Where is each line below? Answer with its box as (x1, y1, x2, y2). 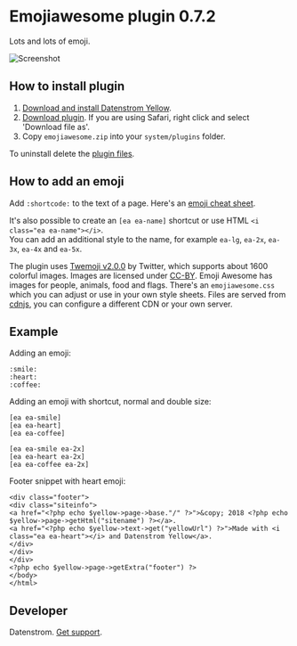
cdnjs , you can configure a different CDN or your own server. (9, 298, 233, 309)
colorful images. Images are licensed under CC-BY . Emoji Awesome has (9, 270, 273, 281)
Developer (9, 603, 68, 618)
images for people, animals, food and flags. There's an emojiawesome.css (9, 279, 276, 290)
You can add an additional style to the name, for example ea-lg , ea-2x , (9, 233, 267, 244)
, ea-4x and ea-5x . (17, 243, 83, 254)
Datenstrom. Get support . (9, 626, 102, 638)
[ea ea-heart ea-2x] (9, 453, 86, 462)
